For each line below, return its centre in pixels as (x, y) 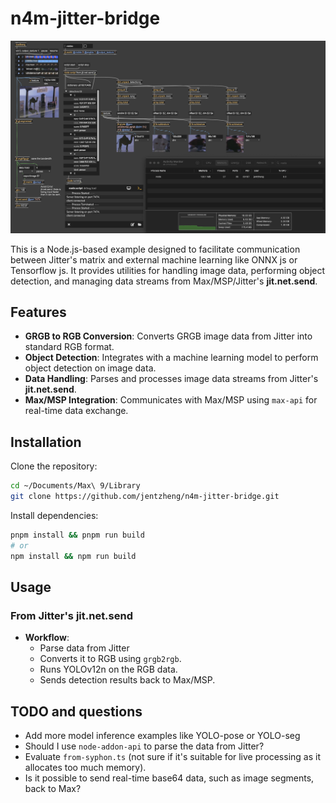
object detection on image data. (90, 368)
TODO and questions (76, 711)
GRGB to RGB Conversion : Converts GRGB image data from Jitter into (168, 336)
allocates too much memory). (85, 768)
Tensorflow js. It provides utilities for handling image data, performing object (168, 270)
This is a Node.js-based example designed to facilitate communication (155, 249)
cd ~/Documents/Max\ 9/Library (75, 486)
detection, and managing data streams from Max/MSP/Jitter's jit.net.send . (164, 281)
